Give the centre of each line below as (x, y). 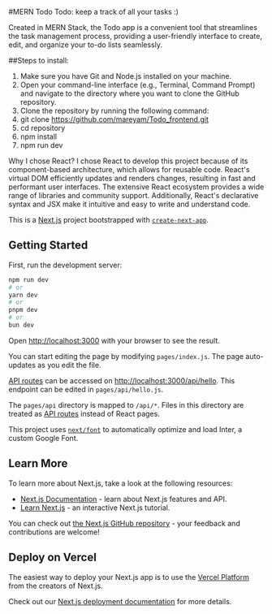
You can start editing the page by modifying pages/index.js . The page (126, 356)
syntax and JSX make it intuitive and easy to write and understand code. (130, 204)
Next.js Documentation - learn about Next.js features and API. (123, 499)
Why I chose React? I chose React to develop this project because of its (128, 161)
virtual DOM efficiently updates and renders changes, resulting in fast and (132, 178)
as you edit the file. (69, 365)
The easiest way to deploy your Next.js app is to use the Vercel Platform (129, 577)
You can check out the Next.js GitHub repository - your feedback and (125, 523)
